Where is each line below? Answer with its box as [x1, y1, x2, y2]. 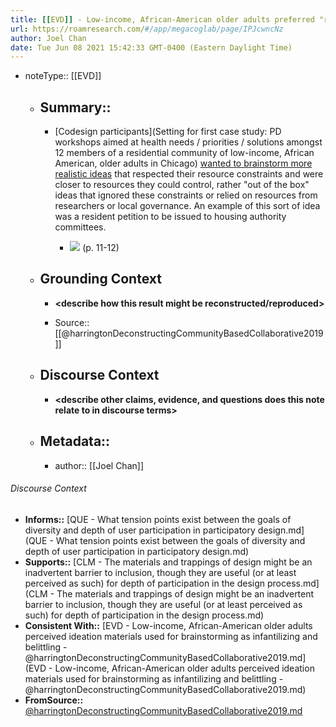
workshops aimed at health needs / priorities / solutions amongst [54, 136, 323, 148]
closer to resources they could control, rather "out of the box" [54, 179, 310, 191]
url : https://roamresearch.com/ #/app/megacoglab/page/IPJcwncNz [10, 24, 284, 34]
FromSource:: [24, 694, 84, 706]
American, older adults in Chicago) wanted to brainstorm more [54, 157, 313, 170]
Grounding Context [39, 271, 162, 288]
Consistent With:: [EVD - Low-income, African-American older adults [24, 619, 313, 631]
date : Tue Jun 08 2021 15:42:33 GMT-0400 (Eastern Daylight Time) [10, 42, 293, 53]
